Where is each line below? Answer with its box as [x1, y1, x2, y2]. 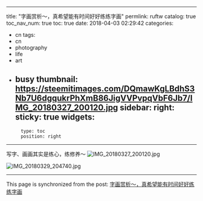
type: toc [21, 128, 45, 134]
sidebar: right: [120, 103, 175, 113]
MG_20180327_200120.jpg [14, 103, 118, 113]
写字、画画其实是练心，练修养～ [6, 150, 86, 158]
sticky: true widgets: [14, 112, 95, 123]
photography [14, 44, 48, 51]
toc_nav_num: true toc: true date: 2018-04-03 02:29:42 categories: [6, 19, 174, 27]
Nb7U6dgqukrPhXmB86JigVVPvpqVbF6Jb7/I [14, 93, 193, 103]
